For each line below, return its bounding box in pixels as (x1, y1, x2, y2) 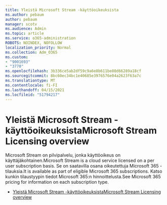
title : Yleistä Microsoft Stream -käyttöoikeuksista (5, 7, 119, 13)
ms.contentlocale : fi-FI (5, 83, 58, 88)
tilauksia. (5, 168, 24, 175)
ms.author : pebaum (5, 12, 44, 17)
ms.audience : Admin (5, 26, 47, 31)
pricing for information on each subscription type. (5, 179, 109, 185)
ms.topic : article (5, 31, 44, 36)
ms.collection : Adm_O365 (5, 50, 58, 55)
